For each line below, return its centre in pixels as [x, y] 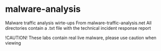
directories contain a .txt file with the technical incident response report [78, 28]
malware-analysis [43, 9]
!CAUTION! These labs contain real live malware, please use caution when [81, 38]
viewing [13, 43]
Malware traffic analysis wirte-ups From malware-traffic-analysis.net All [79, 23]
